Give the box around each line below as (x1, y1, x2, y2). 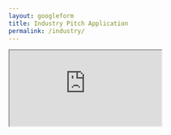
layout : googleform (8, 11, 75, 20)
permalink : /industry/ (8, 27, 85, 35)
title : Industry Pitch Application (8, 19, 129, 27)
